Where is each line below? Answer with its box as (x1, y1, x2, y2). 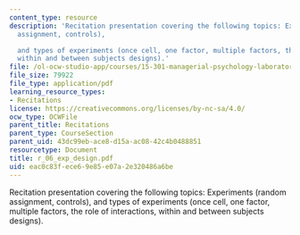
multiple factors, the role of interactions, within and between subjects (9, 206, 265, 216)
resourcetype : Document (9, 146, 98, 155)
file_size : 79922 (9, 71, 74, 80)
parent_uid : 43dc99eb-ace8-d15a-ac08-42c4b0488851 (9, 138, 202, 147)
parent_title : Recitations (9, 121, 110, 130)
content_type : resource (9, 13, 98, 22)
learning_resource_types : (9, 87, 105, 97)
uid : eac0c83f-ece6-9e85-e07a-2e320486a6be (9, 162, 174, 171)
